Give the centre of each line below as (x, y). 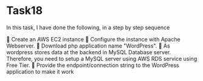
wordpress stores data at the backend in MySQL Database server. (89, 52)
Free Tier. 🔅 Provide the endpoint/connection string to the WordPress (93, 65)
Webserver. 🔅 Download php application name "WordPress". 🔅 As (88, 46)
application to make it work (40, 71)
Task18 (25, 11)
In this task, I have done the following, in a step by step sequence (88, 27)
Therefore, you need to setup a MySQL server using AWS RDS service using (102, 58)
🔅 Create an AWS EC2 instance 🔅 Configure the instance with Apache (93, 39)
